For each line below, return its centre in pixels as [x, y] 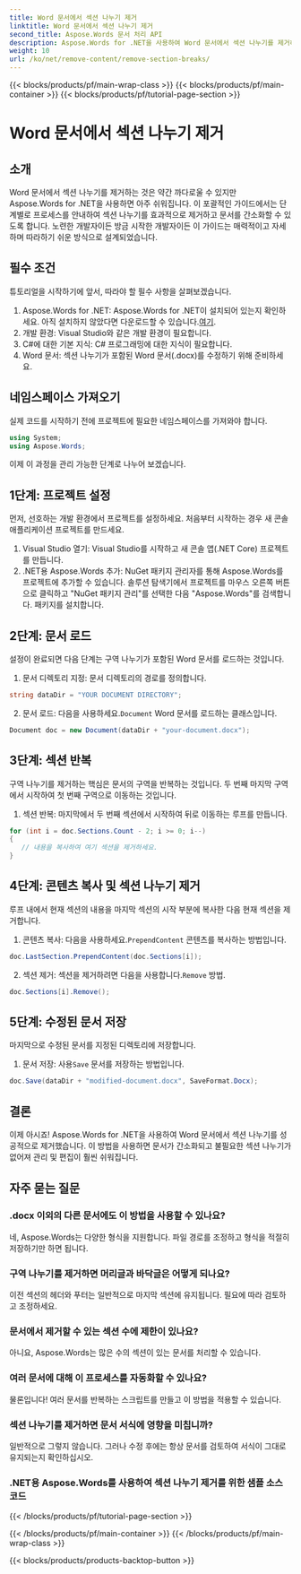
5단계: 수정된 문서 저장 [68, 1022]
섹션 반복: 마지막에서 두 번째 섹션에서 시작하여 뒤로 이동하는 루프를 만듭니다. [155, 814]
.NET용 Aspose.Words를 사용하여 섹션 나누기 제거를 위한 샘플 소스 [146, 1483]
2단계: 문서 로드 [51, 636]
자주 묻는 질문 [45, 1188]
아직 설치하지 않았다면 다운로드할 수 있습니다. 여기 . [129, 321]
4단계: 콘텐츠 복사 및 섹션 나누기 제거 [105, 886]
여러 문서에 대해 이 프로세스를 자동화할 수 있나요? [108, 1379]
